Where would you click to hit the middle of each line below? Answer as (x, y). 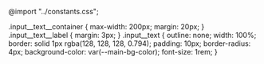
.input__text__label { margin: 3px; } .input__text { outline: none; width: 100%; (132, 35)
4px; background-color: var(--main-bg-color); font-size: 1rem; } (113, 52)
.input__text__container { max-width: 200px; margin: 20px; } (106, 26)
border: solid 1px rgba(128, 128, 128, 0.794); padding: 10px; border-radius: (130, 43)
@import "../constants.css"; (53, 11)
